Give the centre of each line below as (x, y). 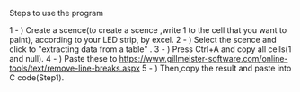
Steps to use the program (56, 13)
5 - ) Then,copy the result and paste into (217, 68)
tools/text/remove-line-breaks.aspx (75, 68)
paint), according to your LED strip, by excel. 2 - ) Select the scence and (143, 40)
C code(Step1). (37, 78)
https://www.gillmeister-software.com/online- (203, 59)
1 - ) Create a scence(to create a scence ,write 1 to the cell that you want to (148, 30)
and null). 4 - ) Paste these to (63, 59)
